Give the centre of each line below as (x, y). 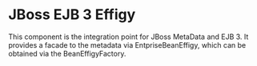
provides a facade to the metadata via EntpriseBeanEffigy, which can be (127, 45)
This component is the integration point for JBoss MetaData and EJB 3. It (128, 37)
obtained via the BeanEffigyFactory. (67, 53)
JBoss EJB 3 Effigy (72, 15)
